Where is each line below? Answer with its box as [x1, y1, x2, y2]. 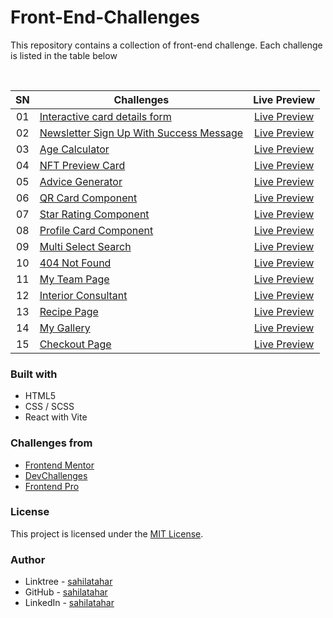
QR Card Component [39, 191, 138, 205]
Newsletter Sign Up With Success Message [39, 126, 244, 140]
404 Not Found [39, 256, 112, 270]
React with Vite [24, 411, 88, 423]
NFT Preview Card [39, 158, 126, 172]
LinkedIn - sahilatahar [24, 597, 115, 609]
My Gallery [39, 321, 91, 335]
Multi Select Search [39, 239, 132, 253]
